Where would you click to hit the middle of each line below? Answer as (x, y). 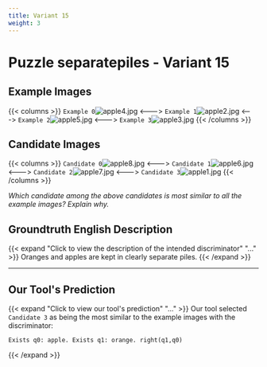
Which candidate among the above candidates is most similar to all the (125, 196)
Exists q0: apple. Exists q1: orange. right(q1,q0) (95, 340)
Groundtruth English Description (91, 229)
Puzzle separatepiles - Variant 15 (119, 62)
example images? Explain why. (59, 205)
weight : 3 (25, 23)
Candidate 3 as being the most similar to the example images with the (122, 317)
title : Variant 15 (39, 16)
